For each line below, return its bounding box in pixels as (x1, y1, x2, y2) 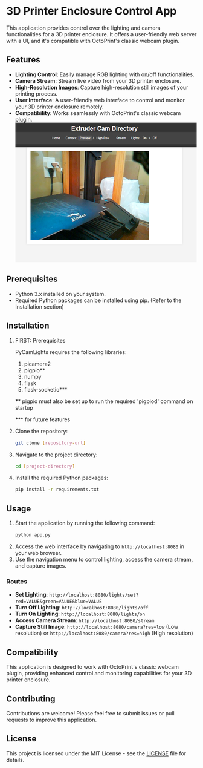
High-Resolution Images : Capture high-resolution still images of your (14, 84, 188, 91)
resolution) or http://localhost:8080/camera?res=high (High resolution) (14, 629, 193, 637)
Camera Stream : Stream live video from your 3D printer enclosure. (14, 77, 181, 84)
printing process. (14, 90, 58, 97)
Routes (6, 577, 28, 585)
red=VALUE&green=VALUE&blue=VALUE (14, 599, 102, 605)
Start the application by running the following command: (14, 519, 155, 527)
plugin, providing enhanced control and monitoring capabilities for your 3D (6, 670, 192, 677)
